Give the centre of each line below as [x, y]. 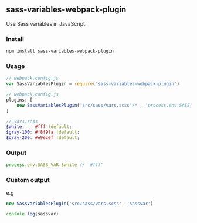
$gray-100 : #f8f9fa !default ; [43, 132]
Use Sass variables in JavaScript [46, 23]
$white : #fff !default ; [39, 127]
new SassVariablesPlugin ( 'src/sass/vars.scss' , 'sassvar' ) [80, 204]
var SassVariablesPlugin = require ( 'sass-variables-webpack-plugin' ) [93, 84]
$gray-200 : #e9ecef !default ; [43, 138]
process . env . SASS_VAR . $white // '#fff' [55, 165]
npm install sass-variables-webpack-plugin [60, 51]
